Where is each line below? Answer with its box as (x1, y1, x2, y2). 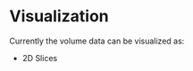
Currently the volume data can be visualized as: (9, 35, 185, 46)
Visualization (9, 6, 109, 27)
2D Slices (21, 52, 58, 63)
